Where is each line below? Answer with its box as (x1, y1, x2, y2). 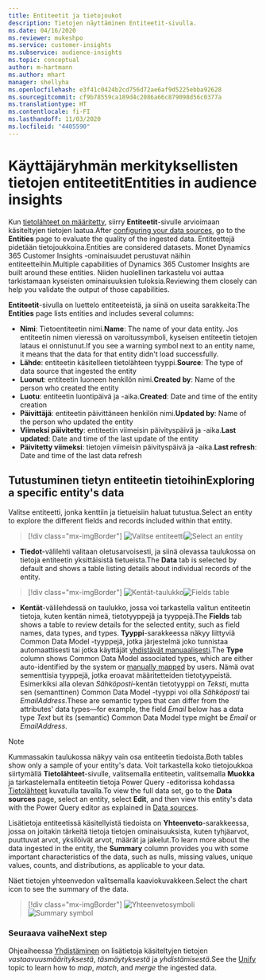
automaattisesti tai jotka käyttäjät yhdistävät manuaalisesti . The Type (19, 645, 244, 655)
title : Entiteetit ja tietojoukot (8, 11, 123, 20)
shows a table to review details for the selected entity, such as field (19, 620, 241, 629)
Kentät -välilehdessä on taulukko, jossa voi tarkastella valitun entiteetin (19, 602, 252, 612)
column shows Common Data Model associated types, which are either (19, 653, 253, 663)
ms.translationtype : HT (8, 100, 87, 108)
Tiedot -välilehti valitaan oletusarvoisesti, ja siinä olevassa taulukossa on (19, 546, 256, 556)
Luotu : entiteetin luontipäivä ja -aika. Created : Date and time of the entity (19, 391, 258, 401)
